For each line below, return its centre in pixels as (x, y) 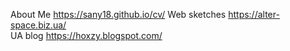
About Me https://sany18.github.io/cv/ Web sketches (118, 14)
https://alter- (254, 14)
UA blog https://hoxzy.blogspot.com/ (86, 35)
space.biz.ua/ (38, 25)
